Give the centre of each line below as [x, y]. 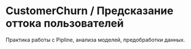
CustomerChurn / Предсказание [90, 11]
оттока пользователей [65, 23]
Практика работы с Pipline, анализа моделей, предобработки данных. [95, 40]
